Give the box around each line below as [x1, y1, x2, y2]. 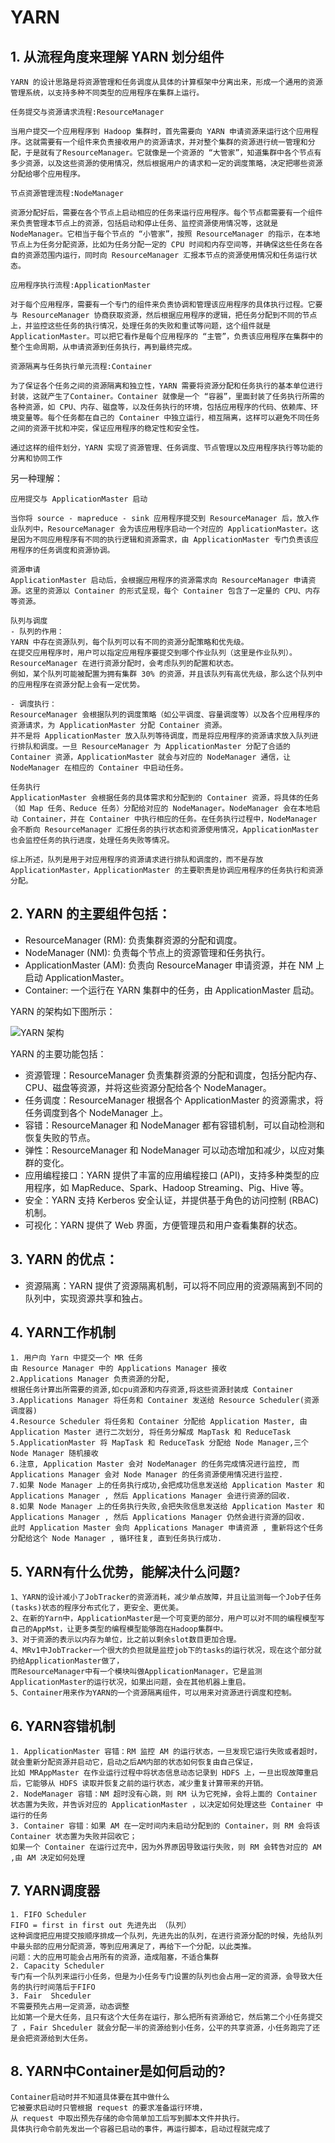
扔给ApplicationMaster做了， [10, 1656, 125, 1666]
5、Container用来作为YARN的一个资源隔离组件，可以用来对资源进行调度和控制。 [10, 1688, 297, 1698]
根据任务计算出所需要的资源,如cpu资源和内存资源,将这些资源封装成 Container [10, 1385, 294, 1395]
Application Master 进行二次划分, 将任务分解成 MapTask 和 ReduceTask [10, 1427, 292, 1438]
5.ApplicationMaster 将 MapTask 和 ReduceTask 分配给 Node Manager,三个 [10, 1438, 309, 1448]
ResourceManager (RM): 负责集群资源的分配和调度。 [24, 934, 243, 946]
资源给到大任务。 [32, 2033, 93, 2043]
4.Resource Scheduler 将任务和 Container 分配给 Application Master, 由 [10, 1417, 308, 1427]
